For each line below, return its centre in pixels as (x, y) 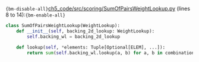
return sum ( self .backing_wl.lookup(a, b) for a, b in (95, 53)
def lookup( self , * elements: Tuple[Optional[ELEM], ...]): (91, 47)
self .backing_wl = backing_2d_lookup (73, 37)
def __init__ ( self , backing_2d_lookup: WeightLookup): (86, 31)
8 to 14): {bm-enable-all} (36, 15)
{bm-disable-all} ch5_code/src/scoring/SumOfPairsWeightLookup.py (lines (98, 9)
